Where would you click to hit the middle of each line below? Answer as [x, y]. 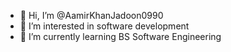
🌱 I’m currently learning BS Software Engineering [120, 36]
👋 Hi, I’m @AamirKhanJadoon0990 [91, 15]
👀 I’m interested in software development [104, 26]
